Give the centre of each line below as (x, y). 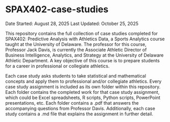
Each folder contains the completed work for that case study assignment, (82, 92)
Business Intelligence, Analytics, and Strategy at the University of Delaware (84, 55)
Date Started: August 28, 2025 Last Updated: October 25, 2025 (72, 23)
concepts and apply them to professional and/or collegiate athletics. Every (83, 81)
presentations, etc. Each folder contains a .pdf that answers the (72, 103)
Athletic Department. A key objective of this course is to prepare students (82, 60)
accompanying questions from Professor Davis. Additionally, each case (80, 108)
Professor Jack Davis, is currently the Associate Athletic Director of (76, 50)
